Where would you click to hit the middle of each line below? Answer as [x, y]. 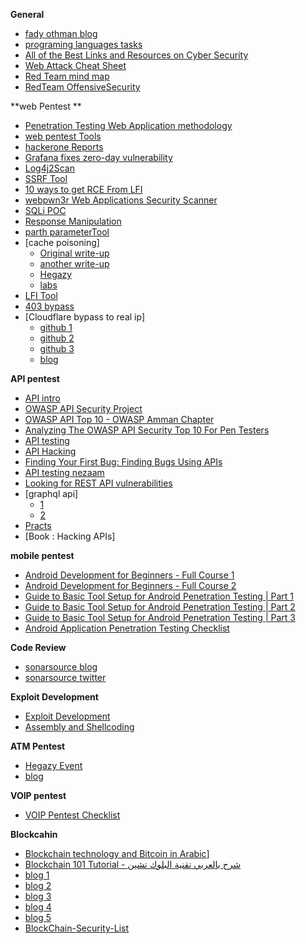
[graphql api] [51, 493]
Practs [38, 525]
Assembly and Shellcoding [79, 727]
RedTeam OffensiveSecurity [82, 87]
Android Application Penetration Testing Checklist [127, 628]
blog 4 [38, 907]
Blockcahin [34, 834]
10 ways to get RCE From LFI [83, 189]
